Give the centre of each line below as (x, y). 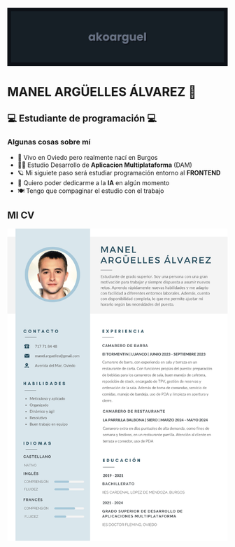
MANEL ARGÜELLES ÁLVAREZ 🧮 (102, 92)
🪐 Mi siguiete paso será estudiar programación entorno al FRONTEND (119, 173)
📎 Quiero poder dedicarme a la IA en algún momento (93, 182)
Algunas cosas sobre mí (49, 142)
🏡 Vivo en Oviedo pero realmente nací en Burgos (87, 157)
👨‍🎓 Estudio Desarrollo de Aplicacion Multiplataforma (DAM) (105, 165)
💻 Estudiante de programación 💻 (82, 119)
